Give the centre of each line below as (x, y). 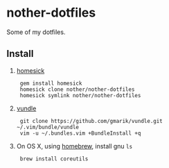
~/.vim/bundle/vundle (47, 127)
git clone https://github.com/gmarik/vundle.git (91, 121)
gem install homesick (51, 83)
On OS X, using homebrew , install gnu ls (74, 146)
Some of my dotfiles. (36, 32)
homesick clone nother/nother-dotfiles (77, 89)
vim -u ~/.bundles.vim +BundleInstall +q (80, 133)
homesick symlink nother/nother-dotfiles (80, 95)
